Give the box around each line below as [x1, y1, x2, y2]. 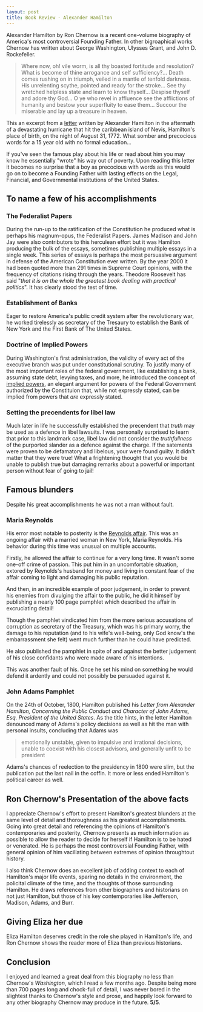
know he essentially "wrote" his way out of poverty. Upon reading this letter [6, 157, 195, 164]
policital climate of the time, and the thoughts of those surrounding [6, 880, 173, 887]
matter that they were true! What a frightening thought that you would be [6, 454, 188, 462]
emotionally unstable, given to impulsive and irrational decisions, [21, 738, 183, 746]
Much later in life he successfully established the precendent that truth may [6, 422, 195, 430]
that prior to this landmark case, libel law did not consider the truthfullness [6, 435, 192, 442]
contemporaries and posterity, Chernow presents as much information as [6, 829, 189, 837]
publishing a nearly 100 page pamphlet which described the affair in [6, 598, 176, 606]
